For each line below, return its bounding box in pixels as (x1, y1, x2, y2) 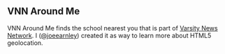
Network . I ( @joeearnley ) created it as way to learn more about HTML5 (7, 31, 212, 39)
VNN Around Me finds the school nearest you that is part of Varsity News (7, 24, 218, 32)
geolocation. (7, 38, 43, 47)
